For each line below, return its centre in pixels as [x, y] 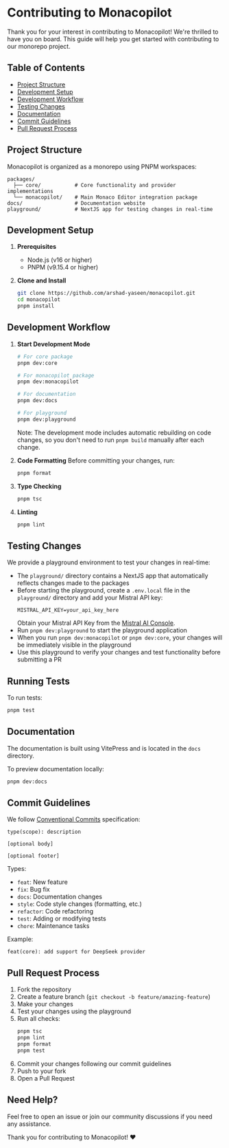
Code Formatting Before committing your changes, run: [96, 460]
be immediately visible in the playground [74, 645]
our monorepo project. [39, 46]
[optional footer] [33, 856]
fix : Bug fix [33, 890]
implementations [30, 191]
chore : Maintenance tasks [53, 926]
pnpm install [36, 306]
